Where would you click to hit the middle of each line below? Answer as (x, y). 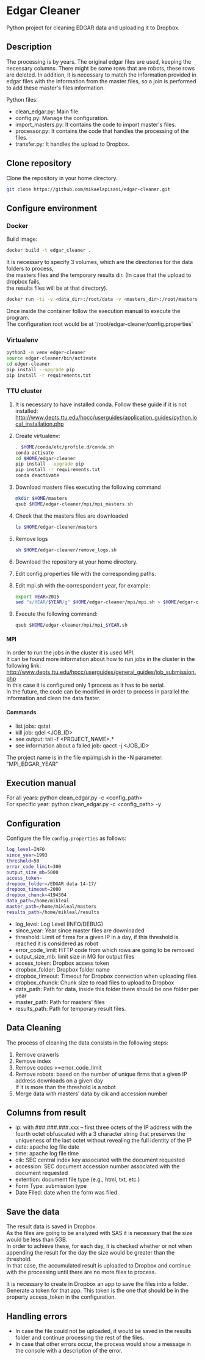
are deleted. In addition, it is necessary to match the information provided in (101, 75)
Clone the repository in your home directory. (62, 178)
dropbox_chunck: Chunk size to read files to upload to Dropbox (95, 982)
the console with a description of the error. (69, 1351)
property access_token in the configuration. (61, 1297)
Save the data (33, 1211)
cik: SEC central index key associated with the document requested (100, 1160)
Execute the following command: (56, 614)
